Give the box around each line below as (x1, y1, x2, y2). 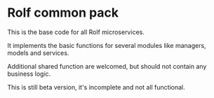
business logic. (7, 70, 51, 78)
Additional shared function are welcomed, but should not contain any (7, 62, 207, 70)
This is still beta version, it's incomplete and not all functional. (7, 83, 185, 91)
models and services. (7, 49, 69, 57)
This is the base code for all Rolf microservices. (7, 28, 145, 36)
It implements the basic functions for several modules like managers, (7, 41, 206, 49)
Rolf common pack (7, 5, 119, 21)
